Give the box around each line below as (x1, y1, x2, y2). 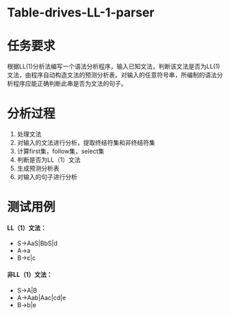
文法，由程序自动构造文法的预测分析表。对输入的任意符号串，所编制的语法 (7, 71, 217, 80)
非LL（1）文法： (7, 271, 53, 279)
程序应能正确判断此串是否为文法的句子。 (12, 80, 127, 88)
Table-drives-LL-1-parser (7, 5, 155, 21)
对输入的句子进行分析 (16, 173, 77, 181)
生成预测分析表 (16, 165, 60, 173)
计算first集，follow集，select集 (16, 147, 105, 156)
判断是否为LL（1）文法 (16, 156, 81, 164)
